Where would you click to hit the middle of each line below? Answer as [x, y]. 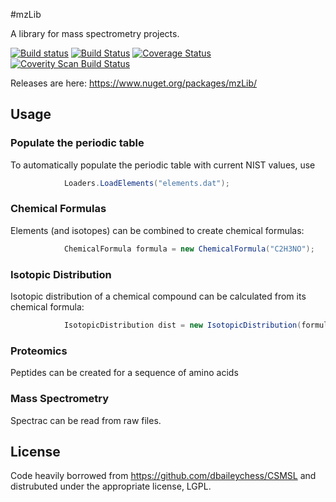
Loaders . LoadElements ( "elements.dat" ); [146, 183]
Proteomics [39, 351]
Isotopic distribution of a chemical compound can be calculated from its [158, 296]
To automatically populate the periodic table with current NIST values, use [163, 165]
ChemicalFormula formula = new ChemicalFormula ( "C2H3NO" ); [189, 249]
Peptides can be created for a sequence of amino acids [124, 373]
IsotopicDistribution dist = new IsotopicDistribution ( [182, 325]
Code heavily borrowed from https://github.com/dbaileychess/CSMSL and [163, 476]
